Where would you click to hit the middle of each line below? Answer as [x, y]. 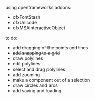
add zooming [26, 75]
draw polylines [28, 58]
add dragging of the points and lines [50, 47]
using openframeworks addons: [38, 7]
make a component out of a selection [51, 80]
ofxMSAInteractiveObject [39, 28]
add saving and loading [37, 91]
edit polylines [27, 64]
